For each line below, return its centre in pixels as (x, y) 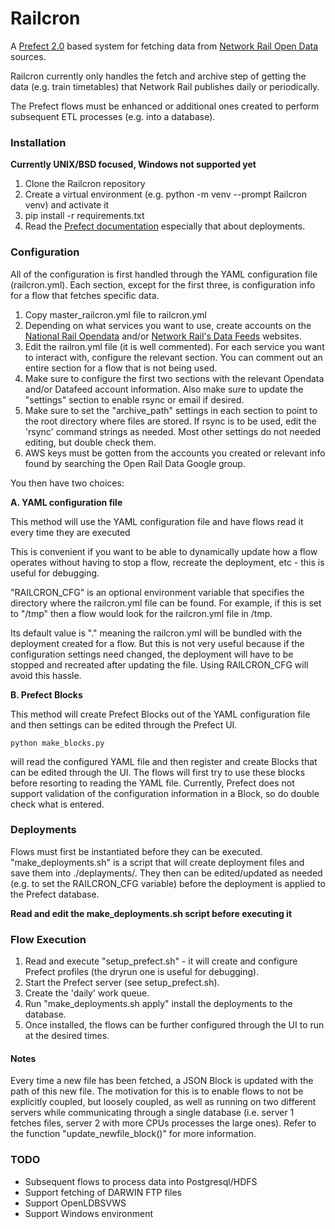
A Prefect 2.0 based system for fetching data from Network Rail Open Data (164, 46)
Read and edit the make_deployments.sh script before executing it (151, 913)
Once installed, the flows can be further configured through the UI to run (174, 1025)
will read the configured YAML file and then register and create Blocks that (164, 761)
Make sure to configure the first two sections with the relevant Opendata (174, 378)
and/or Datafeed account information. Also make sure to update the (164, 389)
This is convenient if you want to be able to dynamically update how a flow (164, 551)
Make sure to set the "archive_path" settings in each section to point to (171, 410)
